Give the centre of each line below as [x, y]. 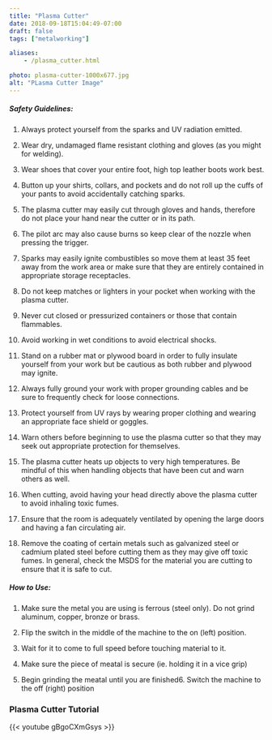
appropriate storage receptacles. [76, 275]
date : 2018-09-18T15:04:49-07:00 [66, 24]
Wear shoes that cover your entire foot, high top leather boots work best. [142, 169]
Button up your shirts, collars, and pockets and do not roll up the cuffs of [142, 185]
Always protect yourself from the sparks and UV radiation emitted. [131, 129]
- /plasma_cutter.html [62, 61]
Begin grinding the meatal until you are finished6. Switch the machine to [141, 679]
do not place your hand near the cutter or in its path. [108, 218]
